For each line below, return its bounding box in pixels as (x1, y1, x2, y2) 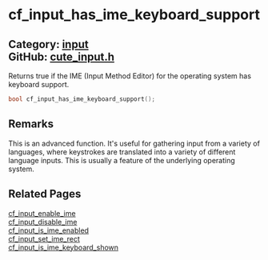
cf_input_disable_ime (8, 217, 78, 226)
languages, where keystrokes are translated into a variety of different (8, 146, 236, 157)
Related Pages (8, 187, 82, 201)
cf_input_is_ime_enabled (8, 226, 90, 235)
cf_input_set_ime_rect (8, 234, 80, 243)
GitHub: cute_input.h (8, 50, 114, 63)
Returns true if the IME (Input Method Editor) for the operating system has (8, 71, 252, 81)
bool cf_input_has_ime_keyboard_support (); (8, 95, 156, 103)
